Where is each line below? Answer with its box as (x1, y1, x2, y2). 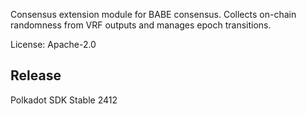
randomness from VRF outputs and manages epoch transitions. (10, 19, 272, 31)
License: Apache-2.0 (10, 39, 97, 50)
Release (10, 67, 62, 84)
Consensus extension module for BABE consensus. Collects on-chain (10, 9, 297, 20)
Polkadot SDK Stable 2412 (10, 94, 118, 106)
